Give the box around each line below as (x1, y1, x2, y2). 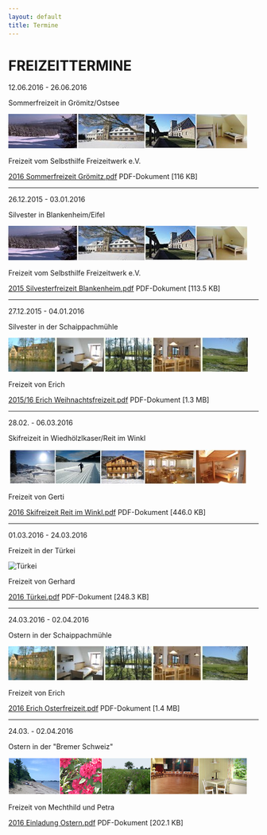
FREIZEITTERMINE (8, 57, 133, 75)
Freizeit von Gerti (8, 492, 65, 501)
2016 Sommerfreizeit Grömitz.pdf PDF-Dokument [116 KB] (8, 172, 198, 181)
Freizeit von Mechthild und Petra (8, 802, 115, 812)
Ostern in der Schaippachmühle (8, 630, 113, 640)
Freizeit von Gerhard (8, 577, 75, 587)
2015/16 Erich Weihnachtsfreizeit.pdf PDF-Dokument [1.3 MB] (8, 395, 210, 405)
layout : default (8, 13, 62, 21)
